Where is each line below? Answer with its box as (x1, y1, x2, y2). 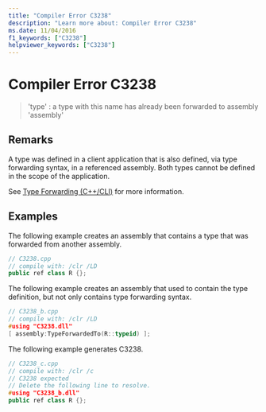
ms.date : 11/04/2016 (8, 26, 77, 34)
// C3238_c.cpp (8, 360, 59, 367)
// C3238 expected (8, 375, 69, 383)
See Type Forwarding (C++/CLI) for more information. (8, 186, 184, 196)
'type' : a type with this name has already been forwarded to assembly (27, 102, 259, 111)
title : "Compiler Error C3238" (8, 11, 112, 20)
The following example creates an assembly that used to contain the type (8, 284, 249, 293)
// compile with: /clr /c (8, 367, 94, 375)
